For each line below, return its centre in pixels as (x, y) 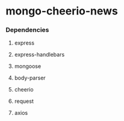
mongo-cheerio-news (62, 11)
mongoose (28, 66)
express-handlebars (39, 55)
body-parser (30, 78)
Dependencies (27, 30)
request (24, 101)
